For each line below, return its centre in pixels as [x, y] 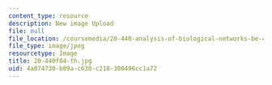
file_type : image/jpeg [47, 46]
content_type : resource [49, 16]
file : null [27, 31]
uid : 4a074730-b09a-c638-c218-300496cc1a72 [83, 69]
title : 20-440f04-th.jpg [50, 62]
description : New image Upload [61, 23]
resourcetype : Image [43, 53]
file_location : [34, 38]
